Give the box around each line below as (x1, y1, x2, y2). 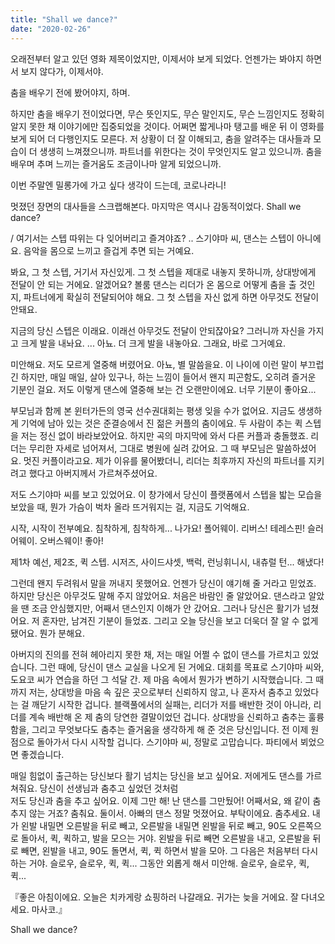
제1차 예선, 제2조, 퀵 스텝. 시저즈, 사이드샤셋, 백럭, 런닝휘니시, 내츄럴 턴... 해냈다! (10, 556, 325, 568)
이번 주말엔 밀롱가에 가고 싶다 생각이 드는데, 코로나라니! (10, 179, 227, 191)
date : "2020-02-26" (10, 24, 92, 34)
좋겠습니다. (20, 748, 65, 760)
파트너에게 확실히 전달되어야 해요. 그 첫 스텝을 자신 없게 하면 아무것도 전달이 (23, 291, 320, 303)
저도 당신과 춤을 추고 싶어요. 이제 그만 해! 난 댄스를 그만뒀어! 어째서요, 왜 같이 (10, 794, 311, 806)
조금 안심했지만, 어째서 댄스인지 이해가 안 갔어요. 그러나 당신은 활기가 (31, 602, 301, 614)
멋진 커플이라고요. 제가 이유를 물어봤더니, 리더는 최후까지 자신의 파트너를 (23, 454, 307, 466)
